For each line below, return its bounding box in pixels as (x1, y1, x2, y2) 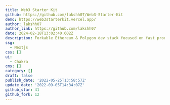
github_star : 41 (5, 87, 39, 92)
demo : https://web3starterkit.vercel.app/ (5, 17, 96, 22)
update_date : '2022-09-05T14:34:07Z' (5, 82, 85, 87)
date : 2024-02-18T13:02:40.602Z (5, 31, 73, 36)
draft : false (5, 73, 33, 78)
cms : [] (5, 64, 22, 69)
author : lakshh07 (5, 21, 42, 27)
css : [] (5, 49, 22, 55)
